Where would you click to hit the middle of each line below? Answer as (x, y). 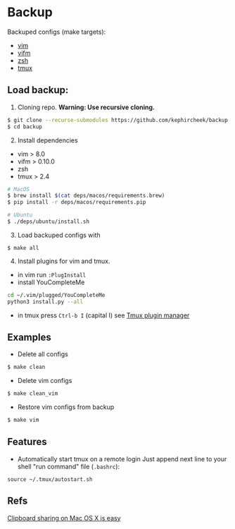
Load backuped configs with (59, 235)
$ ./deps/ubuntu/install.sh (49, 221)
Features (27, 442)
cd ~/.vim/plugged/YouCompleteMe (56, 295)
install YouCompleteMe (51, 282)
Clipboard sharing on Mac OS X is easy (64, 518)
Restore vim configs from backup (66, 407)
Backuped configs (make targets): (57, 32)
